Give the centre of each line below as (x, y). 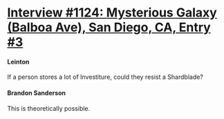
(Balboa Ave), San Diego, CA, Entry (109, 27)
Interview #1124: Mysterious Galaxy (112, 13)
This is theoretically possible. (49, 108)
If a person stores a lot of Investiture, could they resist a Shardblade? (105, 77)
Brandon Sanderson (37, 93)
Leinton (18, 62)
